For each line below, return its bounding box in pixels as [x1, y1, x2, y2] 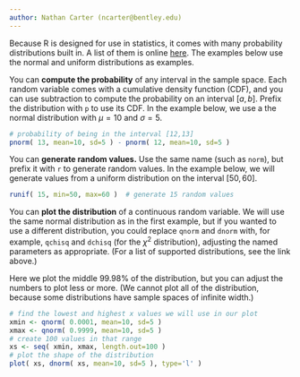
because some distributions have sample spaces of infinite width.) [9, 292, 254, 303]
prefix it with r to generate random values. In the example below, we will [9, 163, 275, 175]
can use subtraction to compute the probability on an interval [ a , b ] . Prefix [9, 93, 282, 104]
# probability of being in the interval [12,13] [9, 129, 194, 139]
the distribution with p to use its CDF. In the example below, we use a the [9, 102, 277, 113]
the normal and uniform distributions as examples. [9, 56, 194, 67]
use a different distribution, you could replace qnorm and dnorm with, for [9, 226, 270, 236]
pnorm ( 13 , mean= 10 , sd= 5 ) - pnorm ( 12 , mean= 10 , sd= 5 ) [9, 138, 230, 147]
